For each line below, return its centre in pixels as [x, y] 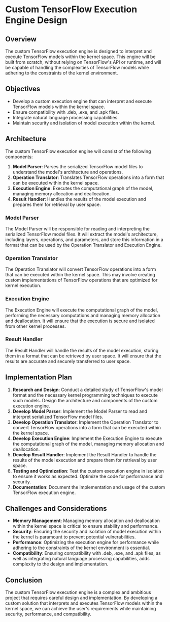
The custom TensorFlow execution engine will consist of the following [78, 151]
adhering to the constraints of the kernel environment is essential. [81, 548]
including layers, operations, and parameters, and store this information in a [84, 239]
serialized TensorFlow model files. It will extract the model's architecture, [82, 234]
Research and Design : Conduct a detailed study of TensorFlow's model [88, 390]
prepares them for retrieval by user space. [57, 204]
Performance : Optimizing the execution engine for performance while [86, 542]
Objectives [23, 89]
